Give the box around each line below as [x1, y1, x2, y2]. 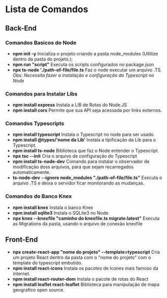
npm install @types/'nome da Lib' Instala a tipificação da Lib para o [12, 137, 156, 143]
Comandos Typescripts [5, 120, 64, 127]
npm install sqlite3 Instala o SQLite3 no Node [12, 210, 109, 216]
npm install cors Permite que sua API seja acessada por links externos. [12, 107, 162, 113]
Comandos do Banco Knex [5, 193, 72, 200]
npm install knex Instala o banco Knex [12, 204, 93, 211]
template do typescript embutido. [12, 259, 83, 265]
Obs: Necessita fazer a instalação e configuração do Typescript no [12, 72, 154, 78]
